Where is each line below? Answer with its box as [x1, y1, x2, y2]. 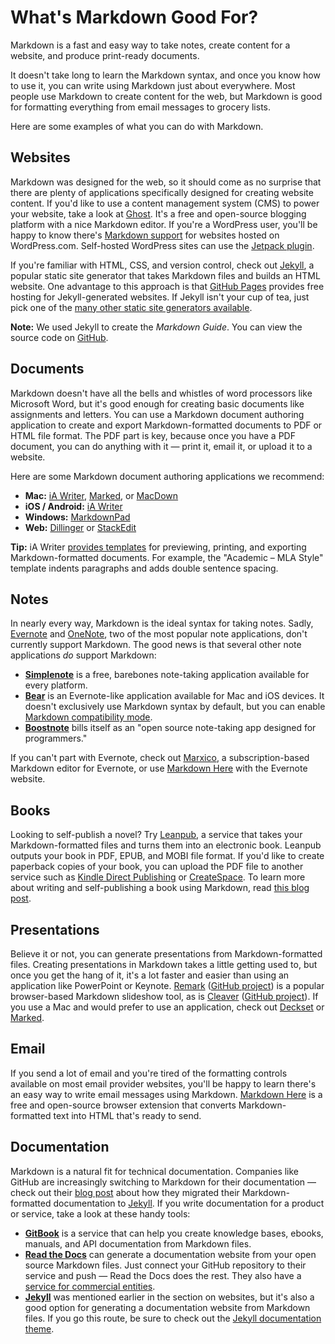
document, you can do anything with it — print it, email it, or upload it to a [10, 440, 313, 452]
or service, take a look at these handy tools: [10, 1207, 191, 1220]
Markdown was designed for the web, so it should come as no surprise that [10, 176, 322, 188]
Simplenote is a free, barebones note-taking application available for [24, 669, 310, 681]
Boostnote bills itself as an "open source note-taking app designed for [24, 722, 317, 734]
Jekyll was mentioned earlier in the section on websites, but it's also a [24, 1291, 315, 1303]
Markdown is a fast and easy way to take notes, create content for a [10, 39, 291, 51]
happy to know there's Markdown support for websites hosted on [10, 229, 280, 241]
